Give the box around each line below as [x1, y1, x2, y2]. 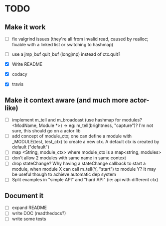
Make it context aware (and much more [4, 96, 129, 105]
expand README [11, 205, 47, 211]
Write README [11, 61, 43, 67]
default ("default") [11, 144, 49, 150]
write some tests [11, 216, 46, 222]
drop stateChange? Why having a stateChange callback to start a [11, 160, 146, 167]
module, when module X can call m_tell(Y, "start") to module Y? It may [11, 166, 157, 172]
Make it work [4, 23, 46, 31]
